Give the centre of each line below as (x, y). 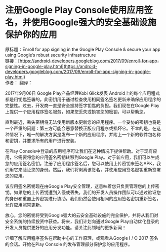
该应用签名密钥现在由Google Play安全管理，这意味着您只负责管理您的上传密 (82, 186)
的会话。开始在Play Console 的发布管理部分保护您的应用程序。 (69, 244)
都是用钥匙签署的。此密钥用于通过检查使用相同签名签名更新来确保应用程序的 (83, 99)
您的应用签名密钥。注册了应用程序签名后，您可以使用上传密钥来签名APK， (81, 163)
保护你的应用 (31, 35)
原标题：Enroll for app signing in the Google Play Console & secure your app (83, 49)
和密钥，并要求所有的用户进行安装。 (42, 141)
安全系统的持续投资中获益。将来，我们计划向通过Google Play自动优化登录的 (82, 221)
